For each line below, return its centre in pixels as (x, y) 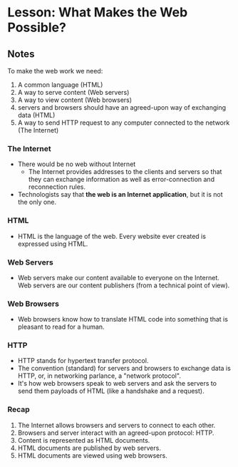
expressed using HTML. (53, 244)
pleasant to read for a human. (61, 327)
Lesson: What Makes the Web (98, 12)
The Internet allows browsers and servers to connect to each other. (117, 425)
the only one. (37, 202)
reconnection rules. (57, 187)
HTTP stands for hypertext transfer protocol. (83, 361)
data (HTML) (36, 115)
